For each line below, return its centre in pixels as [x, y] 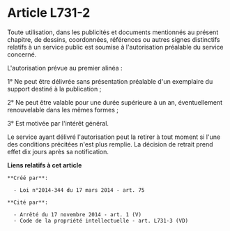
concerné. [22, 54]
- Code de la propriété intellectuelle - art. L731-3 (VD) [101, 221]
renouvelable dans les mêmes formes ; [63, 110]
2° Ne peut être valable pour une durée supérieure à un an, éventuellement [115, 102]
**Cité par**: [28, 202]
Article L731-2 [49, 13]
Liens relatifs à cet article [45, 165]
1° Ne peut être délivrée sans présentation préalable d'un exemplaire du [110, 81]
